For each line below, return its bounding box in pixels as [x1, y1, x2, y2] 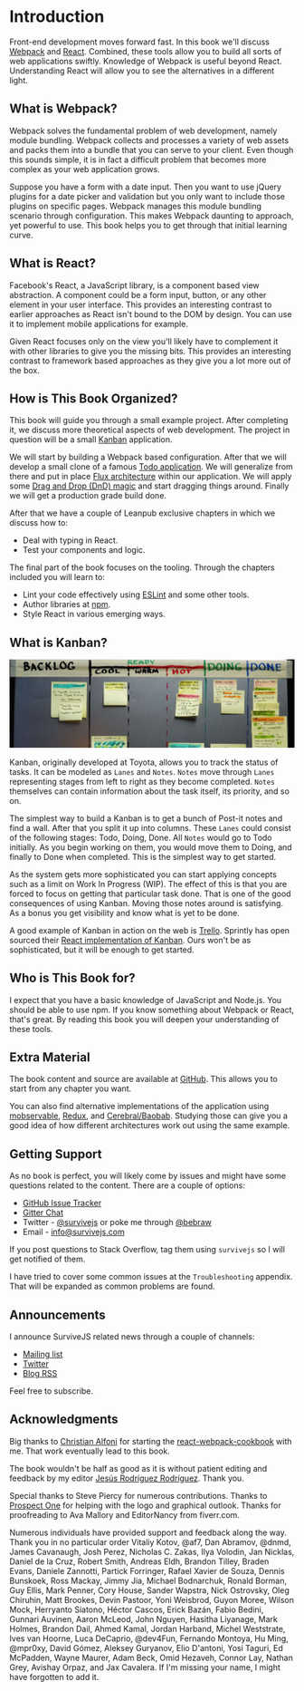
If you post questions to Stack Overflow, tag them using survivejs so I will [9, 1244, 285, 1255]
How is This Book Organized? [9, 391, 178, 406]
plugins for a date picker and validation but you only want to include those [9, 190, 285, 201]
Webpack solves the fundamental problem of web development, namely [9, 125, 278, 136]
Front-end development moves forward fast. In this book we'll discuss [9, 36, 270, 47]
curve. [9, 229, 33, 240]
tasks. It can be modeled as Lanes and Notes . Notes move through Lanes [9, 766, 275, 777]
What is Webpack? [9, 101, 118, 117]
